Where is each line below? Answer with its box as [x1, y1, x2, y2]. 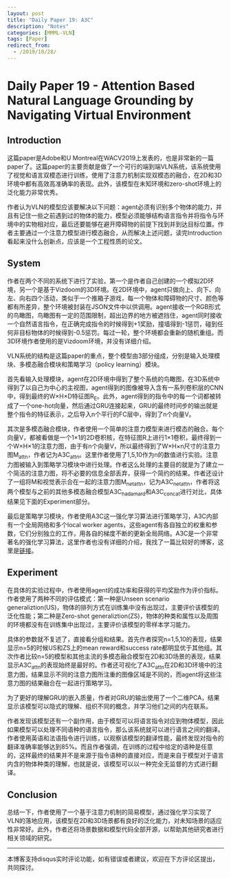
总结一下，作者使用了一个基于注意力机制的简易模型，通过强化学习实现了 [7, 808, 212, 816]
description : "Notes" [7, 23, 69, 30]
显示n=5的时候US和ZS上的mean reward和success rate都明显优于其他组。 [7, 643, 217, 652]
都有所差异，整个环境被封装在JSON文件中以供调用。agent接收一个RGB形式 [7, 302, 221, 310]
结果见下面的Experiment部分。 [7, 497, 94, 506]
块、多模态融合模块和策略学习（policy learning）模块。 [7, 360, 164, 368]
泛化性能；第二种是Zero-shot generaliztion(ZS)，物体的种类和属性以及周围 [7, 612, 219, 620]
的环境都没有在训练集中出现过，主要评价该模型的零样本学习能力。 [7, 620, 194, 628]
